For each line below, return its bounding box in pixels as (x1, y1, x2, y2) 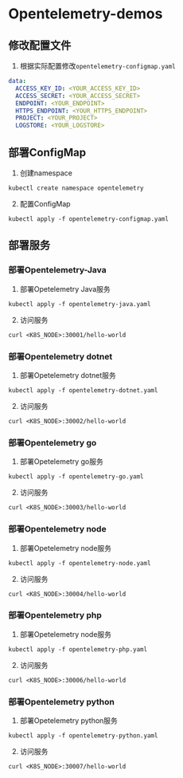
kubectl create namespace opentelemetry (8, 184, 145, 192)
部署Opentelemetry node (8, 524, 107, 535)
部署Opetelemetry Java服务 (19, 284, 111, 293)
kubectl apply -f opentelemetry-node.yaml (8, 559, 151, 567)
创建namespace (19, 168, 73, 178)
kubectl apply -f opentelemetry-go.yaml (8, 473, 145, 481)
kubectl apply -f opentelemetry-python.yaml (8, 732, 158, 740)
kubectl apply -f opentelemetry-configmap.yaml (8, 214, 169, 223)
